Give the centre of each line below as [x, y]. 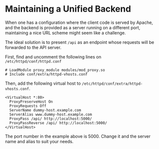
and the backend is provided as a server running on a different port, [73, 27]
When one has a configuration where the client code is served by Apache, [79, 22]
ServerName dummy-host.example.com [45, 110]
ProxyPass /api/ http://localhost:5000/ [51, 119]
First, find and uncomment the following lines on [53, 56]
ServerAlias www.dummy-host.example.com [51, 114]
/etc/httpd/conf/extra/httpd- [112, 84]
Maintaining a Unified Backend [68, 9]
